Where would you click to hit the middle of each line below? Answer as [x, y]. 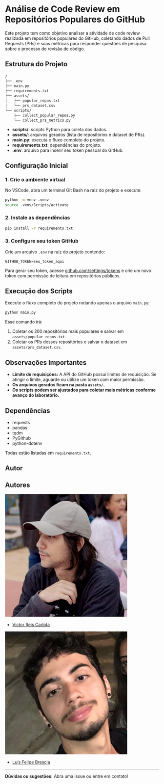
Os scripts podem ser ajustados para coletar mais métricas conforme [84, 390]
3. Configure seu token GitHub [42, 241]
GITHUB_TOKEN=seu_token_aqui [35, 261]
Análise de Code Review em [63, 9]
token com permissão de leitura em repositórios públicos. [63, 275]
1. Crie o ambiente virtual [35, 180]
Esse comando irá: [24, 322]
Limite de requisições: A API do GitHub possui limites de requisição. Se [84, 375]
